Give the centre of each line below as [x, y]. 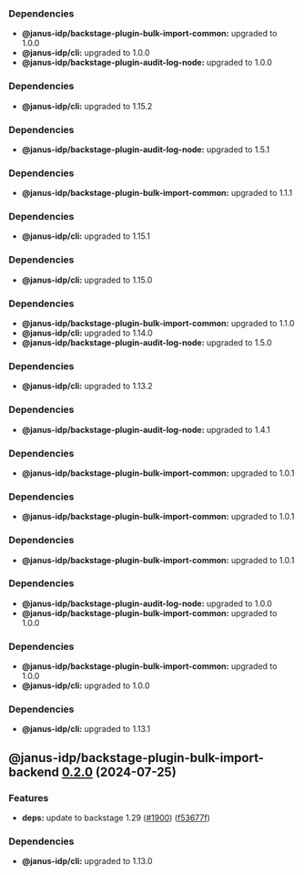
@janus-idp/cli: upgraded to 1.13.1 [86, 729]
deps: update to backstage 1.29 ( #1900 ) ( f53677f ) [116, 818]
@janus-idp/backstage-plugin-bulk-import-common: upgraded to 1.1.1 [157, 193]
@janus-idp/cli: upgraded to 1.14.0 [87, 333]
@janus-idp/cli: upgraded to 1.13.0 [87, 861]
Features [29, 798]
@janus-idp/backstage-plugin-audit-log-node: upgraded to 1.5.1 [146, 149]
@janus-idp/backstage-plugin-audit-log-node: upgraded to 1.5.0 [147, 343]
